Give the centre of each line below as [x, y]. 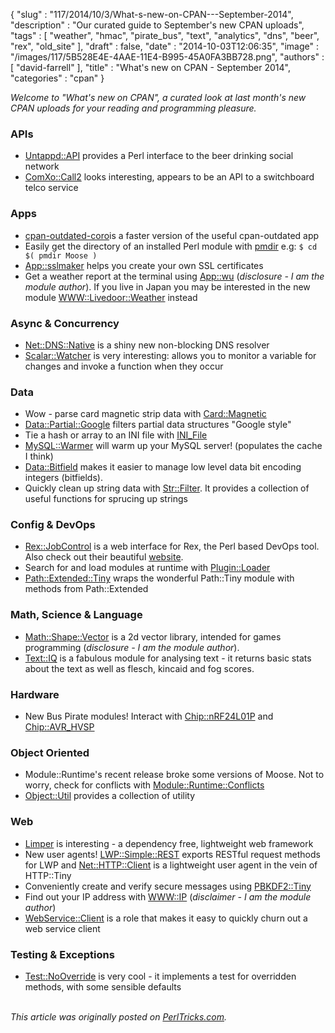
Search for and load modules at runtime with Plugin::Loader [147, 568]
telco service [51, 188]
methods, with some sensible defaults [103, 986]
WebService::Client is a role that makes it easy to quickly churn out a [166, 918]
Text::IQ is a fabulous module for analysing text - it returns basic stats [168, 658]
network [42, 166]
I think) [39, 456]
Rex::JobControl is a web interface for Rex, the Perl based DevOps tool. [172, 546]
